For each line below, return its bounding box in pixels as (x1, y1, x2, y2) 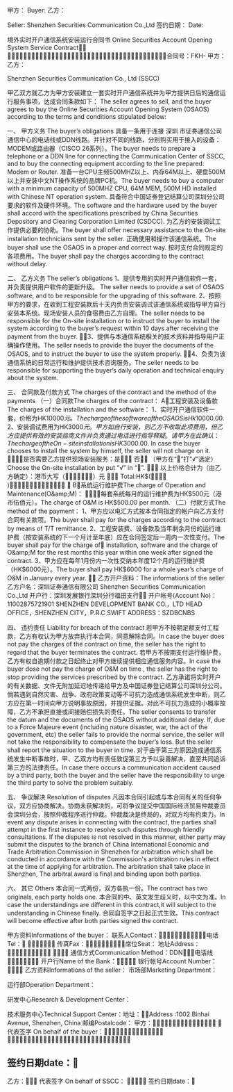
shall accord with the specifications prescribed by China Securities (7, 209, 198, 217)
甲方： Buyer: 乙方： (7, 6, 66, 14)
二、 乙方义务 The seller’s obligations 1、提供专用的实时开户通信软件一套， (7, 274, 221, 282)
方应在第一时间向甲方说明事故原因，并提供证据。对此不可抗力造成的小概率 (7, 699, 220, 707)
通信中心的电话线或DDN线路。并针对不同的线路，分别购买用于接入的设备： (7, 136, 221, 144)
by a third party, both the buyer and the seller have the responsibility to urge (7, 771, 225, 779)
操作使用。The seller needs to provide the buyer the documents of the (12, 341, 214, 349)
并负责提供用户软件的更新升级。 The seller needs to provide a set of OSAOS (7, 283, 224, 291)
